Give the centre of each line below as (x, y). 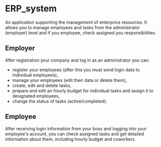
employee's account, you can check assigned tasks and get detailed (75, 134)
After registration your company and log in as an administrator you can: (77, 60)
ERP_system (31, 9)
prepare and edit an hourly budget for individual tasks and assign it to (83, 91)
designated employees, (36, 96)
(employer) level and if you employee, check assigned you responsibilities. (81, 33)
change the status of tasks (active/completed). (60, 101)
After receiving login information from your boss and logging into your (76, 128)
